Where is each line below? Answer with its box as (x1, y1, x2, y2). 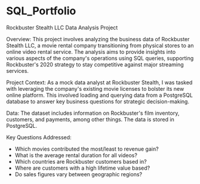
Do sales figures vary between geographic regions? (14, 170, 142, 177)
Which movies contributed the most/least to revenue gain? (14, 145, 159, 152)
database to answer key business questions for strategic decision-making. (6, 97, 190, 105)
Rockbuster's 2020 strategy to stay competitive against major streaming (6, 61, 184, 68)
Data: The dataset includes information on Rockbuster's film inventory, (6, 109, 180, 116)
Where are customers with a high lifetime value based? (14, 164, 150, 171)
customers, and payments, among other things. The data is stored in (6, 115, 174, 123)
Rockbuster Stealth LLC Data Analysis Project (6, 24, 118, 31)
